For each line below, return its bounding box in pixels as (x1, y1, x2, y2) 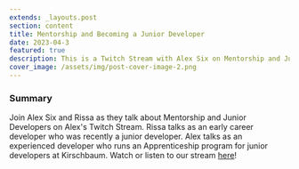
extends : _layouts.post (9, 12, 98, 22)
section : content (9, 21, 74, 30)
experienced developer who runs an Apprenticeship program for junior (9, 141, 269, 151)
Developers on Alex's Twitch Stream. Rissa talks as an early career (9, 122, 254, 133)
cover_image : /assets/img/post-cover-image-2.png (9, 63, 198, 72)
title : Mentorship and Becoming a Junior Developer (9, 29, 205, 38)
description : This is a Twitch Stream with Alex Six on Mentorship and (9, 54, 280, 63)
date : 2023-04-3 (9, 37, 69, 47)
